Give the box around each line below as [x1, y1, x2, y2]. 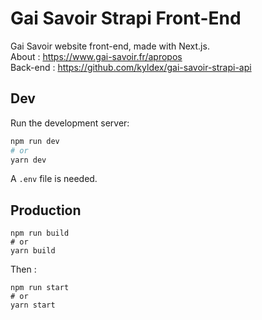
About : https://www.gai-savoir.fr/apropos [10, 50, 183, 62]
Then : [10, 263, 37, 276]
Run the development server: [10, 117, 130, 129]
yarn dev [10, 155, 47, 165]
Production [10, 202, 82, 219]
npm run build [10, 228, 70, 239]
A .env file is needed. [10, 173, 98, 185]
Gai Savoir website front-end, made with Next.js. [10, 40, 210, 52]
